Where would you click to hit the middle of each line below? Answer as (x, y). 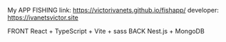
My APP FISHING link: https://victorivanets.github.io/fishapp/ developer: (113, 10)
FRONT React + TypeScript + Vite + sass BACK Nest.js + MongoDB (106, 31)
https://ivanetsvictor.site (43, 17)
